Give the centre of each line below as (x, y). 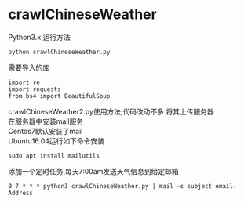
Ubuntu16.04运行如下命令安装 (56, 141)
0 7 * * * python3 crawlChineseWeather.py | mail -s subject (110, 186)
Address (21, 193)
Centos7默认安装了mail (46, 131)
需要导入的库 (29, 67)
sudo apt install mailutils (54, 156)
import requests (35, 89)
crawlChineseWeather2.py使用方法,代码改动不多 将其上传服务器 (111, 111)
